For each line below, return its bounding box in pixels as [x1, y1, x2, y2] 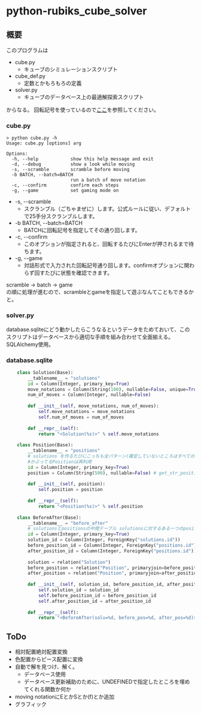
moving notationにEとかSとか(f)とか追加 [14, 693, 115, 700]
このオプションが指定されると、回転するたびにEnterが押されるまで [23, 240, 189, 248]
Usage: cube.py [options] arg [6, 140, 82, 146]
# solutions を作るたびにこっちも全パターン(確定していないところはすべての [28, 453, 195, 459]
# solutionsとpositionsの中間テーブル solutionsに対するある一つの [28, 526, 184, 532]
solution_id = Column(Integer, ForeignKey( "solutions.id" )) [28, 537, 181, 543]
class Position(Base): [17, 442, 74, 448]
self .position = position [38, 487, 103, 493]
